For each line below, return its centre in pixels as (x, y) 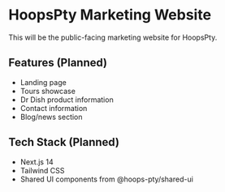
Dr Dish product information (67, 100)
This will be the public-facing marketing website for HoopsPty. (113, 37)
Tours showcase (48, 91)
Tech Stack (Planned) (64, 142)
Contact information (54, 108)
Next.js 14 (37, 162)
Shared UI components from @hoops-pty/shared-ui (106, 179)
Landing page (43, 82)
